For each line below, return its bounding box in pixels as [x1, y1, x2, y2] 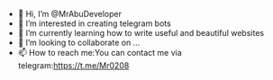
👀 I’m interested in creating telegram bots [17, 18, 171, 29]
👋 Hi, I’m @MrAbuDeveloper [17, 9, 122, 19]
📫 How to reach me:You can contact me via [17, 48, 182, 58]
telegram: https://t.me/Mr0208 [17, 60, 130, 71]
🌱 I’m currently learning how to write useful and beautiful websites [17, 28, 264, 38]
